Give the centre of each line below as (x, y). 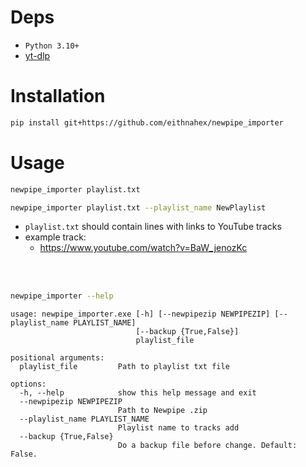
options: (28, 384)
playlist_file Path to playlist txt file (124, 367)
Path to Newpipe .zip (162, 411)
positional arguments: (57, 358)
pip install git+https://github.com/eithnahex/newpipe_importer (147, 122)
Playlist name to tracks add (178, 428)
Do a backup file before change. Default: (207, 446)
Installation (58, 96)
